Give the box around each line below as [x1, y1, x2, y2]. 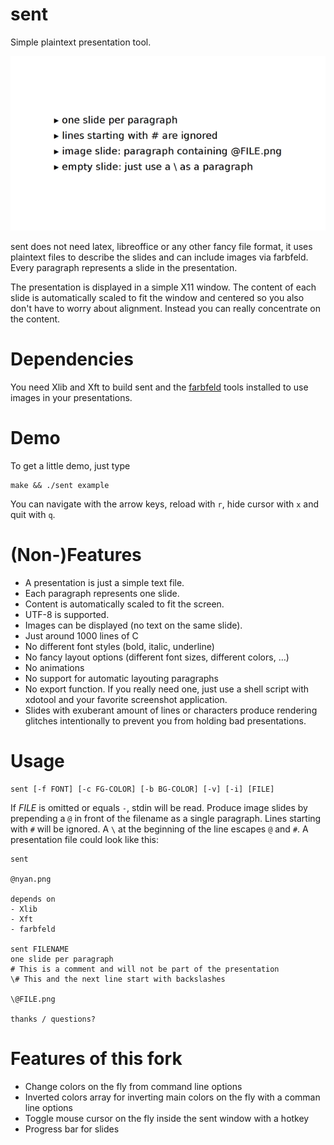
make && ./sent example [10, 480, 110, 490]
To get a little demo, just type [10, 459, 131, 472]
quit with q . [10, 508, 56, 520]
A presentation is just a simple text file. [24, 576, 185, 588]
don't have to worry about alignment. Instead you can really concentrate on [10, 302, 321, 314]
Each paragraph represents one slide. [24, 587, 180, 599]
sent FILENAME [10, 944, 70, 954]
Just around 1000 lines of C [24, 629, 139, 642]
